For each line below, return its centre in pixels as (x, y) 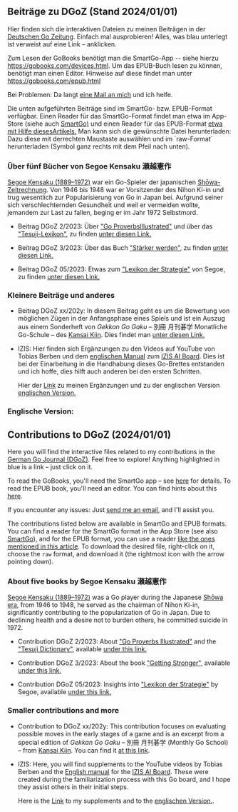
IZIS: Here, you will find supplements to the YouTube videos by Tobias (120, 764)
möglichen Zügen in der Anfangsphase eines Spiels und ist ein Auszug (121, 319)
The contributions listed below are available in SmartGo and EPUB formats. (117, 523)
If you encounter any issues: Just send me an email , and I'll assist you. (111, 510)
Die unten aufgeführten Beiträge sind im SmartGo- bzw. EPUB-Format (110, 108)
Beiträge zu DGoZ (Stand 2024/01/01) (93, 12)
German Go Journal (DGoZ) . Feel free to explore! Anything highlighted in (114, 459)
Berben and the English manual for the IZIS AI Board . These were (113, 771)
